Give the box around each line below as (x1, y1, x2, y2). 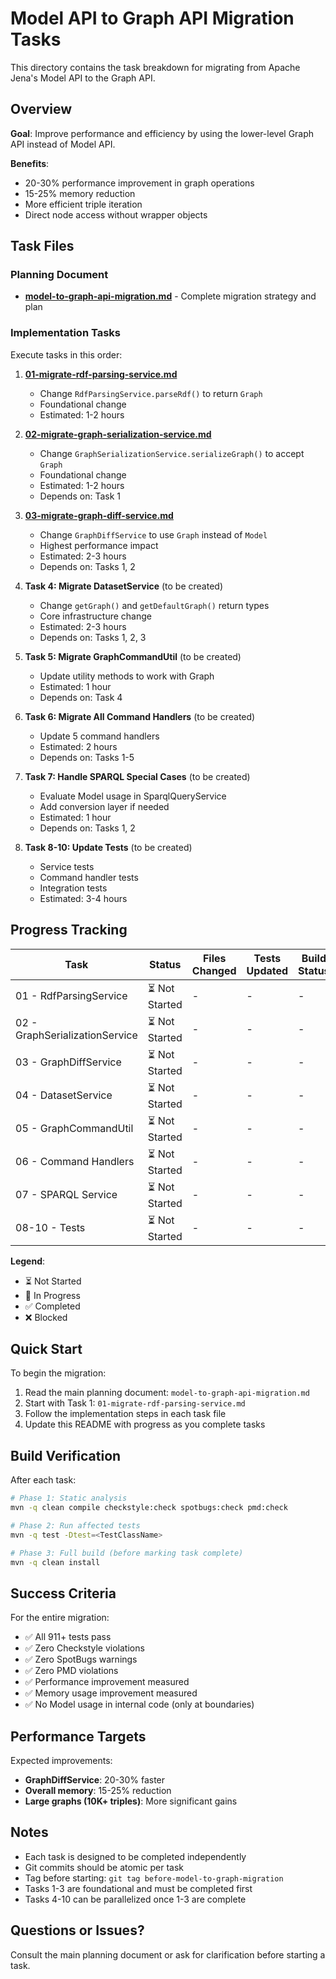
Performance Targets (10, 1728, 147, 1745)
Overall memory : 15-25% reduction (24, 1785, 172, 1797)
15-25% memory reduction (24, 187, 136, 199)
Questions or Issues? (10, 1922, 145, 1939)
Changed (191, 963, 237, 977)
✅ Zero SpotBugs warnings (24, 1653, 138, 1666)
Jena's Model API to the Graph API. (10, 72, 156, 84)
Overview (10, 101, 73, 118)
